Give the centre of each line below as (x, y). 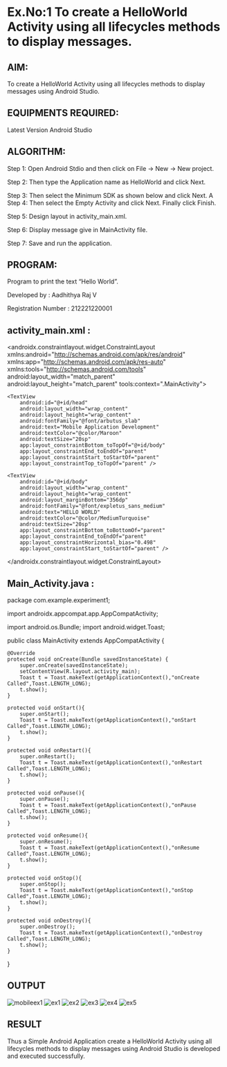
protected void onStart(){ (46, 708)
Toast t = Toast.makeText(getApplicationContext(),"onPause (108, 805)
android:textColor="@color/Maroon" (71, 433)
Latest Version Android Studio (50, 130)
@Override (21, 654)
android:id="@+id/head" (54, 403)
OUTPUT (27, 986)
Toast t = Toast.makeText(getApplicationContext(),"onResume (109, 848)
